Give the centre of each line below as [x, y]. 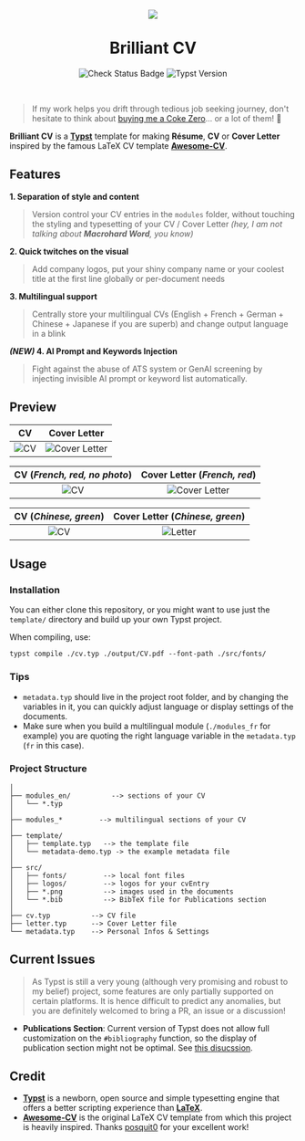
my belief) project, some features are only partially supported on [153, 991]
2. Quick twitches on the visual [69, 251]
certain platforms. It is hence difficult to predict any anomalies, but [156, 1000]
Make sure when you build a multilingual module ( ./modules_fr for [147, 726]
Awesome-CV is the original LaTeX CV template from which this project [157, 1117]
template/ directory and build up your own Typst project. [116, 620]
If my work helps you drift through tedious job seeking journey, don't [160, 109]
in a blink [49, 333]
